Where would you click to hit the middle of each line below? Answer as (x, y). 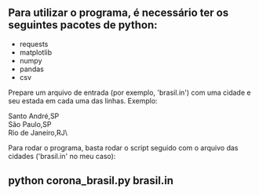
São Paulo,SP (30, 124)
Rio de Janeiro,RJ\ (38, 132)
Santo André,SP (34, 116)
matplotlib (36, 52)
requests (34, 44)
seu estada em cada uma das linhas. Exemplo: (83, 100)
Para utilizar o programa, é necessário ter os (119, 13)
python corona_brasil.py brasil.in (91, 181)
